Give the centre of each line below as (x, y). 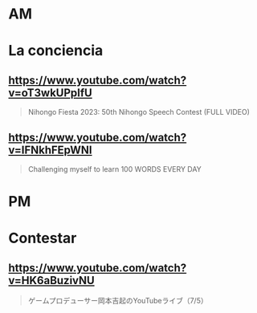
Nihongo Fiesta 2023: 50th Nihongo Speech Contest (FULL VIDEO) (139, 112)
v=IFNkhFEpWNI (50, 150)
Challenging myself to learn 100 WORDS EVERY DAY (115, 169)
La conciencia (56, 51)
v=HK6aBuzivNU (51, 280)
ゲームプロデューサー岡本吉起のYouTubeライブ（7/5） (118, 301)
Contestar (43, 238)
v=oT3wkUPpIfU (50, 93)
